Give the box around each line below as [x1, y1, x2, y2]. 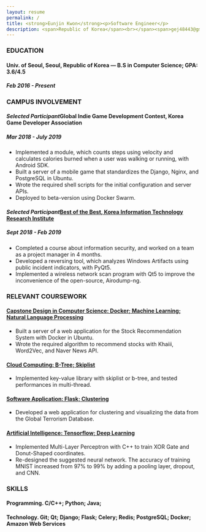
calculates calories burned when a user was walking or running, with [15, 155, 189, 162]
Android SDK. [15, 162, 50, 169]
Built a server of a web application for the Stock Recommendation [15, 327, 182, 335]
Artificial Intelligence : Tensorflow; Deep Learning [6, 429, 135, 436]
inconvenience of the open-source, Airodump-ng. [15, 276, 141, 284]
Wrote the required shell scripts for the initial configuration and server [15, 181, 192, 189]
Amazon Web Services [6, 520, 66, 527]
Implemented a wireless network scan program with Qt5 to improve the [15, 270, 195, 278]
